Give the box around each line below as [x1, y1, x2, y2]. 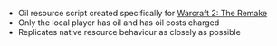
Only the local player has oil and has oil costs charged [17, 17, 220, 28]
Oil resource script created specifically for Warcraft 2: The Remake [17, 8, 268, 18]
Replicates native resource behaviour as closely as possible [17, 27, 242, 37]
